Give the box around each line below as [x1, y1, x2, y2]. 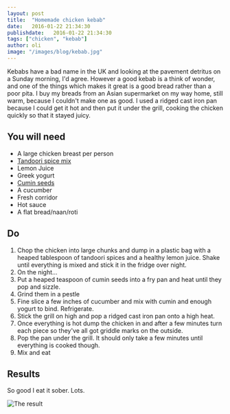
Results [7, 368, 41, 380]
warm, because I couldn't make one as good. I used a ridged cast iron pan [7, 96, 218, 105]
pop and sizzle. [16, 283, 60, 291]
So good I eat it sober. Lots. [7, 386, 85, 395]
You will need [7, 131, 66, 143]
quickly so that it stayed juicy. [7, 111, 91, 119]
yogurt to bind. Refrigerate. [16, 304, 94, 313]
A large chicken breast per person [16, 149, 114, 157]
